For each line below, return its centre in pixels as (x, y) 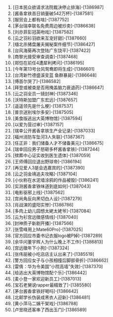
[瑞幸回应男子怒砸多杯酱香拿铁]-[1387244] (56, 149)
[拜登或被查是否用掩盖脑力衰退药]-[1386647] (58, 87)
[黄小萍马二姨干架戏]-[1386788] (45, 303)
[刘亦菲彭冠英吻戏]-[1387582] (43, 32)
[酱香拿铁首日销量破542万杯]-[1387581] (53, 13)
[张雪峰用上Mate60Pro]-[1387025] (48, 229)
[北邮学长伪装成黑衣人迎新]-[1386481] (51, 297)
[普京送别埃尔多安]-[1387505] (43, 112)
